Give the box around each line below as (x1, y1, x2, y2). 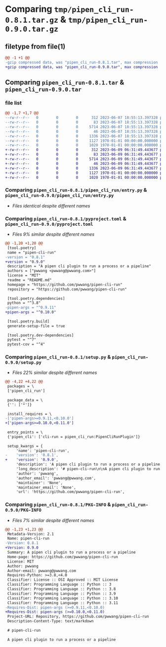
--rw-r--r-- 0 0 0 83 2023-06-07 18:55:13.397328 (5, 120, 158, 125)
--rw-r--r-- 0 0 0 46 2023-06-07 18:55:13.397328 (5, 129, 158, 134)
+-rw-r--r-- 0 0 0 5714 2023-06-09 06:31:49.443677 (5, 157, 158, 162)
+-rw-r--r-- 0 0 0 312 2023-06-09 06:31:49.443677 (5, 147, 158, 153)
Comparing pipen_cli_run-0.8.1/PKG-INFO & (5, 501, 111, 508)
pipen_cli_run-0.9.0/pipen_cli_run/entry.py (5, 193, 114, 199)
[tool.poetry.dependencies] (7, 296, 65, 301)
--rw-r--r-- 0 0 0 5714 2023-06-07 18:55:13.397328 (5, 124, 158, 129)
